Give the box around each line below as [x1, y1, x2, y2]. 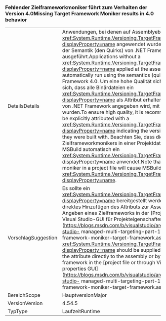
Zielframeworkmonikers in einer [62, 140, 136, 147]
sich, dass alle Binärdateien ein [62, 84, 134, 91]
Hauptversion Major [62, 292, 107, 299]
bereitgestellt [116, 197, 147, 204]
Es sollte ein [62, 185, 90, 192]
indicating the [116, 128, 148, 135]
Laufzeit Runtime [62, 308, 100, 315]
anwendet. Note [116, 158, 152, 165]
